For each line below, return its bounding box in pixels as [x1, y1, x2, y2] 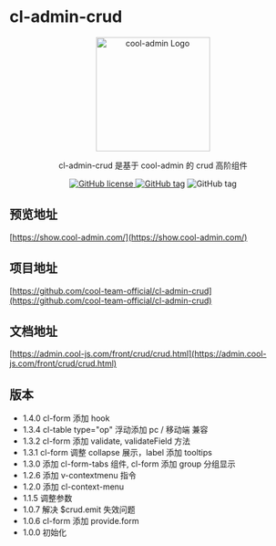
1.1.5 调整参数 [22, 493, 73, 504]
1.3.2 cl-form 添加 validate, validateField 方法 [22, 436, 191, 446]
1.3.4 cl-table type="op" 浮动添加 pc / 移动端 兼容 [22, 425, 209, 436]
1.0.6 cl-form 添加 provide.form [22, 516, 139, 527]
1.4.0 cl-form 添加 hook [22, 413, 110, 424]
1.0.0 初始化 [22, 527, 67, 538]
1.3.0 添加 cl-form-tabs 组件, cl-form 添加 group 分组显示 [22, 458, 236, 469]
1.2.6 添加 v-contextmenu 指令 [22, 470, 137, 481]
